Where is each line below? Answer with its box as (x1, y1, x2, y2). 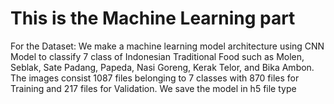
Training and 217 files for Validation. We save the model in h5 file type (10, 82, 297, 94)
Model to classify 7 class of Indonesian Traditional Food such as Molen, (10, 50, 305, 62)
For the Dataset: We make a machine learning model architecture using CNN (10, 40, 325, 52)
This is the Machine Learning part (10, 7, 296, 30)
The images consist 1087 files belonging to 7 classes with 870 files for (10, 72, 300, 84)
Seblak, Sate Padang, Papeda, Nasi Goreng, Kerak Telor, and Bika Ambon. (10, 61, 315, 73)
